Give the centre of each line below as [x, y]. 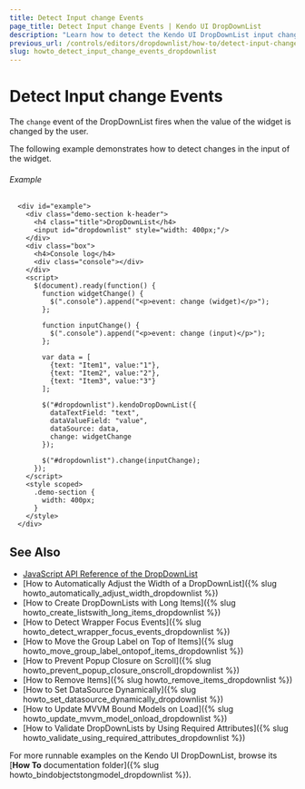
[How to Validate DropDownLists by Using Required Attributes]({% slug [155, 728]
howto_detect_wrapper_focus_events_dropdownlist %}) [126, 632]
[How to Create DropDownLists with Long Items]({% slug [129, 603]
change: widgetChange [90, 437]
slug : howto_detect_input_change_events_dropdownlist [113, 52]
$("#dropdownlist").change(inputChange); [122, 461]
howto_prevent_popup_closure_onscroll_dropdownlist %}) [131, 671]
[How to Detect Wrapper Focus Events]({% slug [112, 622]
